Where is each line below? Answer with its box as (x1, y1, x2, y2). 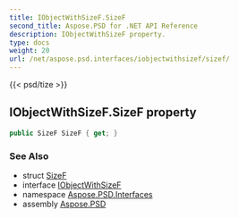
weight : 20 (9, 46, 50, 55)
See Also (9, 149, 49, 162)
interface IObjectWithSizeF (21, 180, 122, 190)
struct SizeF (21, 170, 67, 180)
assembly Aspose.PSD (21, 198, 107, 209)
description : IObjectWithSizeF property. (9, 29, 166, 38)
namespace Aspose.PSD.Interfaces (21, 189, 153, 199)
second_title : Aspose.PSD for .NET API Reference (9, 21, 199, 30)
